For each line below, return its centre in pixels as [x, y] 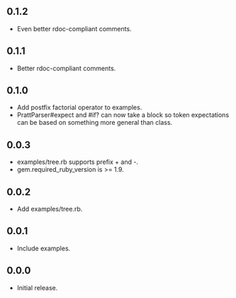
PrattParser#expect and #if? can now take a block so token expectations [123, 115]
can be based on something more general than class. [95, 123]
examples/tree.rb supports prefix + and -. [78, 162]
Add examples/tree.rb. [50, 209]
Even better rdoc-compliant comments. [74, 28]
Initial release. [37, 287]
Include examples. [44, 248]
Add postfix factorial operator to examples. [79, 107]
